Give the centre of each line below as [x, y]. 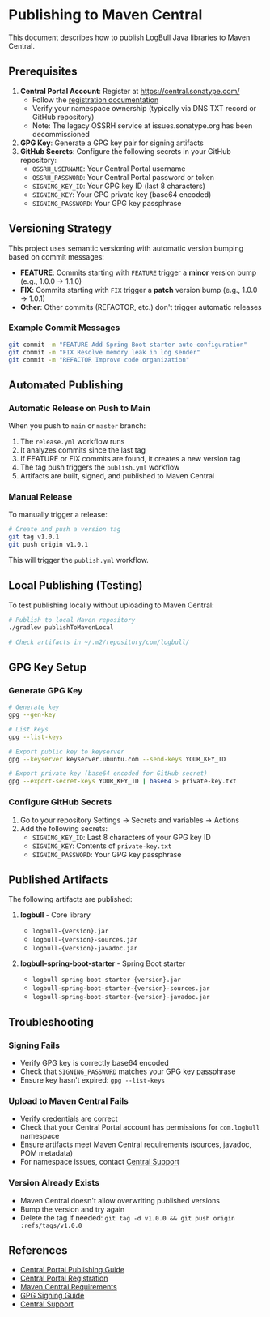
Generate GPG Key [46, 690]
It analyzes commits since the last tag [83, 450]
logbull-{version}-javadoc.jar [85, 949]
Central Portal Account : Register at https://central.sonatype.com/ [130, 91]
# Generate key [34, 707]
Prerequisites [43, 72]
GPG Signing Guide [52, 1296]
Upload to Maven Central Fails [69, 1100]
